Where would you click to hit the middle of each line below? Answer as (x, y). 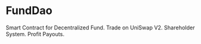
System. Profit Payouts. (35, 34)
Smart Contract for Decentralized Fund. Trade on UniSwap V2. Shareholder (100, 28)
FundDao (29, 11)
